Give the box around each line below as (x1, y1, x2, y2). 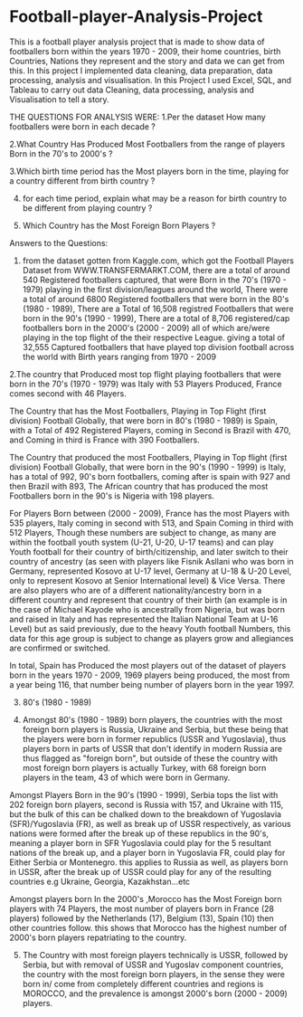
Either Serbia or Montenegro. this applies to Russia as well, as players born (9, 857, 289, 868)
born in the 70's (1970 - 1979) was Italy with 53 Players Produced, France (9, 378, 282, 389)
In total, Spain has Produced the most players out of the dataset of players (9, 660, 287, 670)
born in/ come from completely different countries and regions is (22, 978, 264, 989)
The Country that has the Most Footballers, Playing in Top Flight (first (9, 405, 267, 416)
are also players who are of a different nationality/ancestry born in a (9, 585, 262, 595)
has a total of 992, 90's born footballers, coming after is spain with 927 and (9, 470, 291, 481)
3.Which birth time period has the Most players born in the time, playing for (9, 166, 289, 176)
